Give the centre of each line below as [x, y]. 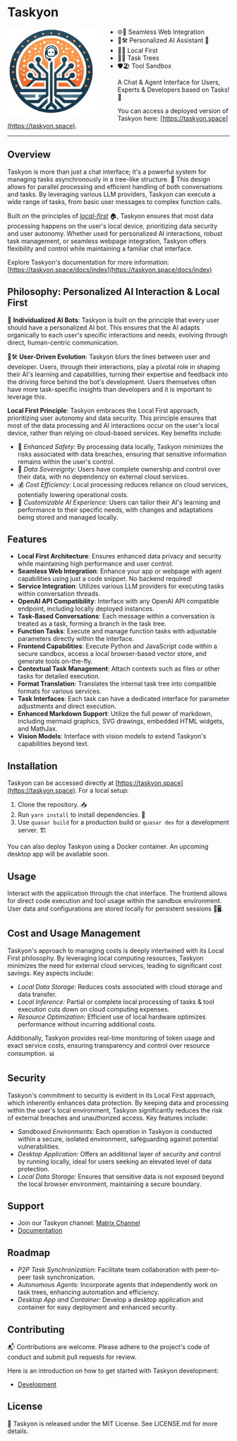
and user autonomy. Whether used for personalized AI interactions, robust [115, 233]
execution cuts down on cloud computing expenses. [93, 1009]
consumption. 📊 [31, 1053]
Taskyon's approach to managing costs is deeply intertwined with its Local [116, 950]
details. [18, 1431]
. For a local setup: [102, 791]
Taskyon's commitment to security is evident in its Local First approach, [112, 1095]
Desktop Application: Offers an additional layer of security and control [119, 1154]
